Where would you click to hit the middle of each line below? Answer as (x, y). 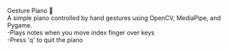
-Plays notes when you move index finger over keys (81, 32)
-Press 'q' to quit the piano (45, 40)
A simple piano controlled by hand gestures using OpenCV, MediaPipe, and (114, 18)
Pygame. (20, 25)
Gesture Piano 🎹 (30, 11)
